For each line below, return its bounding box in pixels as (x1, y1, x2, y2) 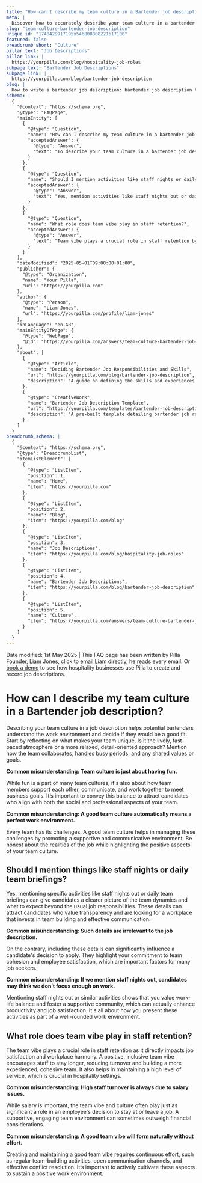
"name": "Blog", (28, 512, 69, 518)
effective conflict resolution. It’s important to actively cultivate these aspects (6, 1164, 195, 1171)
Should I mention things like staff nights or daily (6, 864, 189, 875)
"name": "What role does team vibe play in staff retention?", (28, 221, 189, 227)
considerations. (6, 1121, 45, 1128)
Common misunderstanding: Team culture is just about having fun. (6, 768, 177, 775)
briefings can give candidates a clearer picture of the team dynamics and (6, 896, 188, 903)
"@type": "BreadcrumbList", (17, 450, 87, 456)
